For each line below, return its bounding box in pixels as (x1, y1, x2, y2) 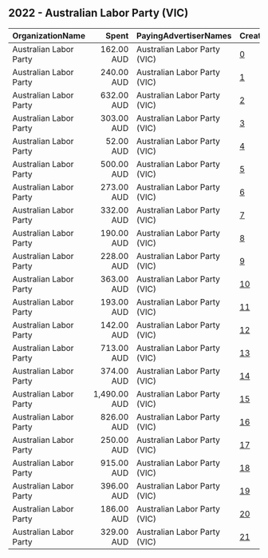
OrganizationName (12, 30, 86, 41)
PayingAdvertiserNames (136, 30, 232, 41)
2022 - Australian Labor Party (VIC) (8, 6, 189, 20)
